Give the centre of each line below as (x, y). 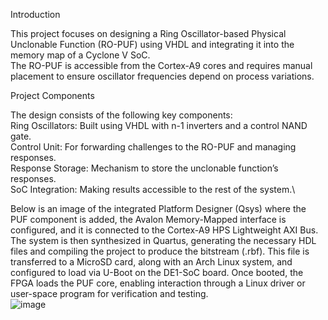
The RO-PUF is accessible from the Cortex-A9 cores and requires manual (161, 65)
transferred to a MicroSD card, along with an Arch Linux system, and (151, 262)
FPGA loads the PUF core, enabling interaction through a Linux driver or (158, 283)
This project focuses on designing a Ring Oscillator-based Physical (148, 33)
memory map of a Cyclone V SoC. (80, 55)
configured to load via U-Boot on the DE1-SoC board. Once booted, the (157, 272)
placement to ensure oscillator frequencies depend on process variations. (162, 76)
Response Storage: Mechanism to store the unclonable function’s (144, 168)
